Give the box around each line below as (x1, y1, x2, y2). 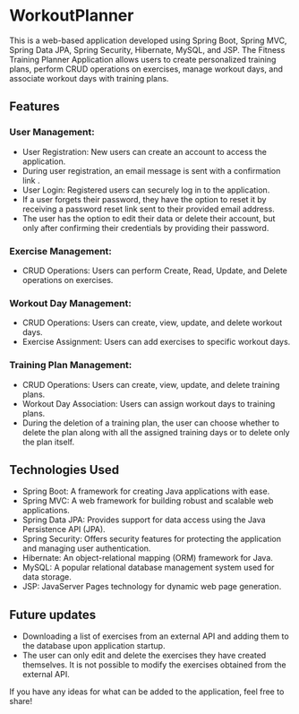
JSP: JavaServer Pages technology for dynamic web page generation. (21, 581, 282, 592)
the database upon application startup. (21, 641, 166, 651)
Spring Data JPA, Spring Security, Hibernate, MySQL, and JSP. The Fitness (9, 44, 286, 55)
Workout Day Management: (9, 297, 132, 309)
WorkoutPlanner (9, 5, 134, 26)
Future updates (9, 606, 97, 623)
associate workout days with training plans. (9, 73, 169, 83)
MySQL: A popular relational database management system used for (21, 562, 275, 573)
